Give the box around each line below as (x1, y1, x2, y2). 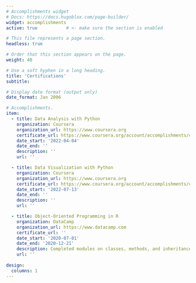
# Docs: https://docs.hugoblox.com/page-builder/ (6, 14, 129, 20)
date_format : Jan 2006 (6, 94, 61, 100)
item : (6, 111, 19, 117)
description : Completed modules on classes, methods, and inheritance (16, 246, 192, 252)
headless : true (6, 41, 43, 47)
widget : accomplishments (6, 19, 66, 25)
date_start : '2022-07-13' (16, 186, 80, 192)
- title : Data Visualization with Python (11, 165, 114, 171)
